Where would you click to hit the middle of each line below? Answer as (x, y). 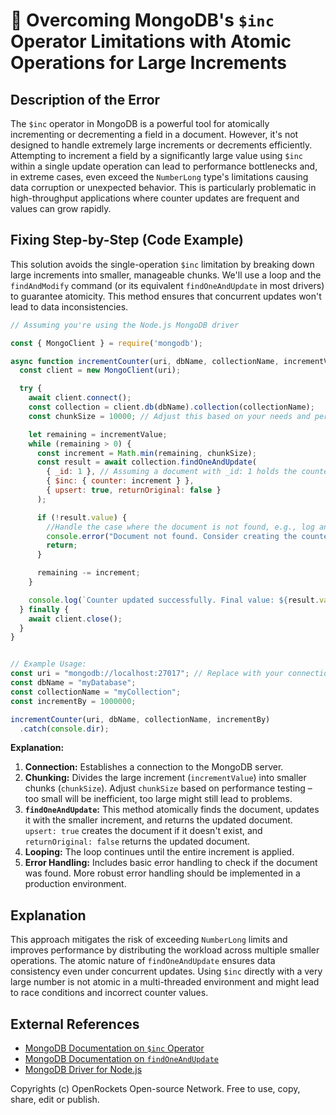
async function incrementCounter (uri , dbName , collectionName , (145, 361)
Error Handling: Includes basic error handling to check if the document (171, 863)
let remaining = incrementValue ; (98, 434)
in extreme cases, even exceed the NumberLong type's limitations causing (159, 177)
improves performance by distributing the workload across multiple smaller (165, 950)
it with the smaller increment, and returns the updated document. (158, 820)
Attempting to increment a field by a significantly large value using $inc (156, 155)
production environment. (75, 884)
